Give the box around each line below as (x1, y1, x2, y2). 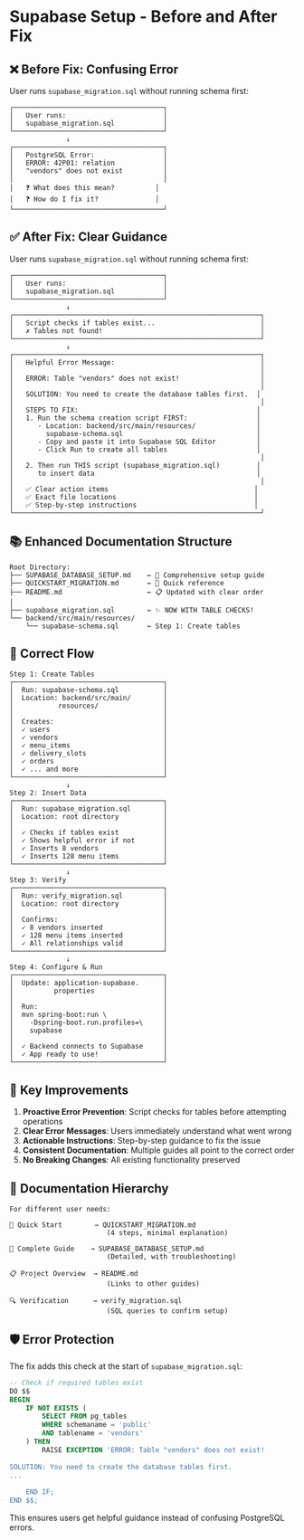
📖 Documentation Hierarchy (9, 1181, 169, 1196)
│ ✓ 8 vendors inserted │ (9, 923, 168, 933)
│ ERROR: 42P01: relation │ (9, 158, 168, 167)
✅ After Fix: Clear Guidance (9, 229, 168, 245)
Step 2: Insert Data (9, 789, 88, 798)
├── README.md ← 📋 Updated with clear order (9, 587, 264, 596)
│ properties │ (9, 986, 168, 996)
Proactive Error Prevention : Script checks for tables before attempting (22, 1107, 287, 1117)
